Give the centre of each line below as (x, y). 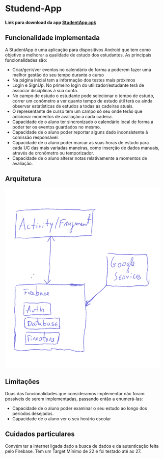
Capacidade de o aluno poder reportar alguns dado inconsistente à (80, 132)
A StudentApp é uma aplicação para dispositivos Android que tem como (78, 50)
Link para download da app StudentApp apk (51, 22)
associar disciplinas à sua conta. (45, 90)
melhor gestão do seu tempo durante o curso (58, 75)
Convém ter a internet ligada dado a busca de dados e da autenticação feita (82, 446)
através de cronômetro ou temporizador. (53, 153)
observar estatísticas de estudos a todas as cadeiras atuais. (73, 106)
